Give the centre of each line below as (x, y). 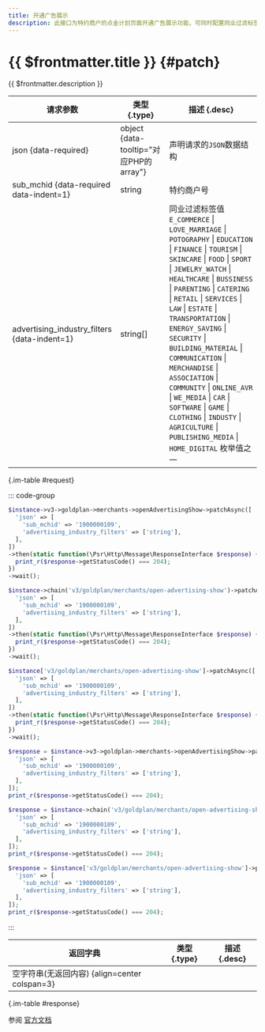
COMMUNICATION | (198, 358)
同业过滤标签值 (197, 209)
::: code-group (32, 496)
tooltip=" (136, 149)
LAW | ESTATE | (193, 308)
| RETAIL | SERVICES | (206, 299)
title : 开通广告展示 (38, 15)
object (132, 129)
